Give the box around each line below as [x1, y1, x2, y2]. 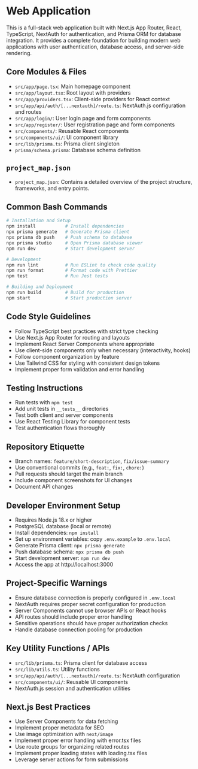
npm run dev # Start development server [6, 246, 135, 252]
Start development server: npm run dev [14, 555, 111, 561]
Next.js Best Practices [6, 702, 91, 712]
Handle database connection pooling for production [14, 626, 142, 633]
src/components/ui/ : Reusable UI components [14, 678, 129, 685]
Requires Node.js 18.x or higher [14, 516, 93, 523]
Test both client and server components [14, 411, 114, 419]
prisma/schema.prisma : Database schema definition [14, 146, 141, 153]
